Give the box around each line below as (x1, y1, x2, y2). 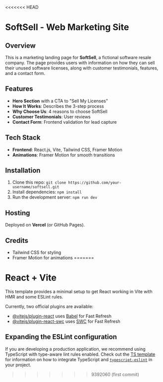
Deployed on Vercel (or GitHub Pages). (5, 222, 85, 228)
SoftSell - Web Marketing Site (5, 22, 129, 33)
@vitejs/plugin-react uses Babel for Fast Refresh (12, 313, 112, 319)
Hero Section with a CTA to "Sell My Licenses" (12, 98, 108, 104)
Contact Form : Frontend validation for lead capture (12, 119, 117, 125)
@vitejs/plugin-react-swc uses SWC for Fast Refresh (12, 318, 120, 324)
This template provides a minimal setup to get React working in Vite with (5, 289, 153, 295)
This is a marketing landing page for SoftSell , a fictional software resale (5, 55, 152, 60)
